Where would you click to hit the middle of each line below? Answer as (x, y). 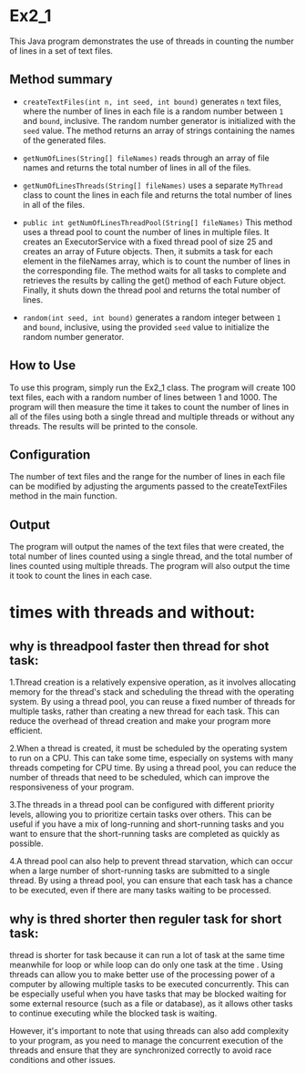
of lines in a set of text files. (61, 50)
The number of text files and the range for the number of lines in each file (147, 477)
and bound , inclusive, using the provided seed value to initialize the (146, 327)
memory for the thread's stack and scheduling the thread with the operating (152, 692)
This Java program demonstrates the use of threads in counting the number (152, 41)
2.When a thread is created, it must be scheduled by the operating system (148, 748)
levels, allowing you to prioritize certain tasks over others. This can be (141, 815)
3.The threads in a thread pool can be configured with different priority (142, 805)
